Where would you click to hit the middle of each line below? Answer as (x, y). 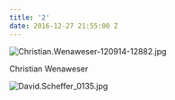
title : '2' (30, 17)
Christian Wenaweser (49, 69)
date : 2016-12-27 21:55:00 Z (64, 26)
